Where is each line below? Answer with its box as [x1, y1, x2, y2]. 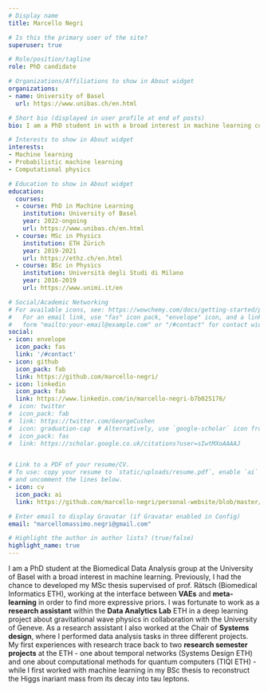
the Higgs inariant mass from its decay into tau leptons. [8, 674, 190, 683]
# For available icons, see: [8, 305, 105, 314]
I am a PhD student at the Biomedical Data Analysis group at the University [8, 564, 254, 573]
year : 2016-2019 [22, 276, 77, 284]
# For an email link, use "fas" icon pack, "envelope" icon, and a [8, 313, 245, 321]
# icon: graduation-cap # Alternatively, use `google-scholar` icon [8, 424, 248, 432]
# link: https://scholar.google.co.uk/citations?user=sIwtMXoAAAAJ [8, 439, 241, 447]
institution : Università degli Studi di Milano [22, 269, 183, 277]
